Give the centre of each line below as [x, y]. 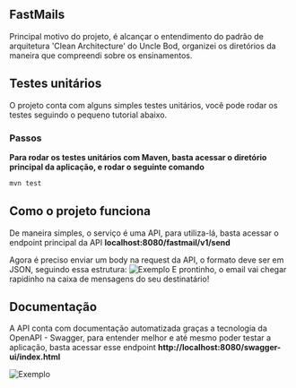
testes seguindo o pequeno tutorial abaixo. [88, 115]
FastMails [37, 15]
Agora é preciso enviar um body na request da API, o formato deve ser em [147, 260]
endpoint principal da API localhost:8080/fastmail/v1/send [120, 242]
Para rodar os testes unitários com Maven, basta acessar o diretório [138, 157]
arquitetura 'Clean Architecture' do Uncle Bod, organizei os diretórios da [143, 46]
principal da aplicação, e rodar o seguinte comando [107, 167]
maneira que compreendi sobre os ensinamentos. [101, 55]
